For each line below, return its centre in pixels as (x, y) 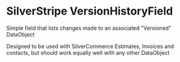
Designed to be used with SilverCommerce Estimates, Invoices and (90, 46)
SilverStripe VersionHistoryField (90, 11)
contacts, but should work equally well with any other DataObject (88, 52)
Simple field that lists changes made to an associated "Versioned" (89, 28)
